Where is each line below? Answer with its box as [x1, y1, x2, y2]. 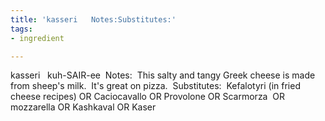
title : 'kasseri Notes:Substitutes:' [10, 14, 177, 25]
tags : [10, 24, 33, 34]
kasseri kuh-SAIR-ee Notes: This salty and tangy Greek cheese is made [10, 69, 316, 81]
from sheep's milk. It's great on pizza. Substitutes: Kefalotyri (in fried [10, 80, 301, 92]
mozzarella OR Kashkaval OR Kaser [10, 101, 157, 113]
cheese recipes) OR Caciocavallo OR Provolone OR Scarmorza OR [10, 91, 286, 103]
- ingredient [10, 33, 65, 43]
